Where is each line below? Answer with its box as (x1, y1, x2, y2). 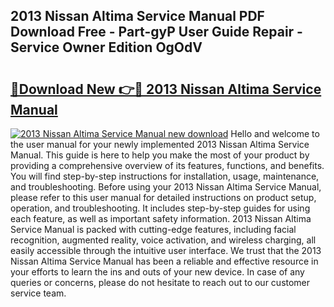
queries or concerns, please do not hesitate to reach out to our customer (10, 277, 311, 288)
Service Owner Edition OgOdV (10, 39, 203, 56)
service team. (10, 287, 67, 299)
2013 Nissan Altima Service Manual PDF (10, 8, 265, 25)
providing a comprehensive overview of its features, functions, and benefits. (10, 160, 325, 171)
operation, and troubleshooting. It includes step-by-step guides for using (10, 202, 311, 214)
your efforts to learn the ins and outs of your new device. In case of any (10, 266, 305, 278)
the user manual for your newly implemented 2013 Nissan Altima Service (10, 139, 310, 150)
